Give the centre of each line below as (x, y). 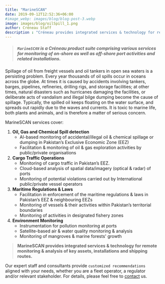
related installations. (39, 58)
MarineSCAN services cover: (34, 122)
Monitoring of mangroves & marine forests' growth (70, 236)
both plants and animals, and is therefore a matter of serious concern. (76, 113)
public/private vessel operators (51, 184)
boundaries (31, 210)
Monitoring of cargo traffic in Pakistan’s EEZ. (64, 163)
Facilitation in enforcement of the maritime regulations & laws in (84, 194)
